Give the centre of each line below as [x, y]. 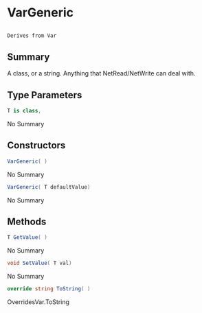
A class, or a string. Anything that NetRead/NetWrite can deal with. [101, 73]
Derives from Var [32, 36]
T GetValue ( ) [27, 237]
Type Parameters [45, 95]
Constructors [36, 146]
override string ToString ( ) [49, 289]
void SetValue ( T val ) [40, 263]
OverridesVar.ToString [38, 302]
